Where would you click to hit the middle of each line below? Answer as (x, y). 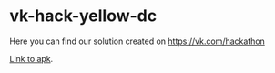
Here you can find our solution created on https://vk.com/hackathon (137, 41)
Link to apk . (31, 58)
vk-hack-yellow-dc (83, 16)
